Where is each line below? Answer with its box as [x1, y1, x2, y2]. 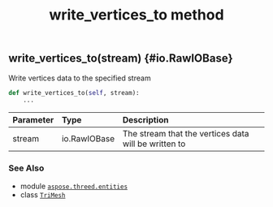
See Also [8, 162, 45, 174]
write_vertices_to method [48, 6, 225, 24]
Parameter [12, 114, 54, 126]
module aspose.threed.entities [19, 181, 128, 191]
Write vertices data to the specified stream [8, 73, 152, 83]
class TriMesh [19, 189, 66, 200]
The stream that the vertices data [122, 128, 249, 140]
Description [122, 114, 169, 126]
